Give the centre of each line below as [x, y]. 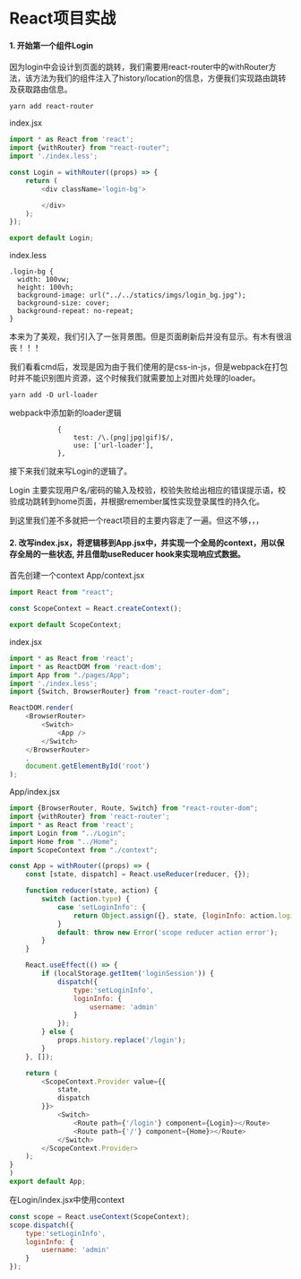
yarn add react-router [52, 107]
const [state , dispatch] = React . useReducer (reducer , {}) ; [138, 874]
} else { [58, 1032]
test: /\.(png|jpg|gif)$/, [124, 438]
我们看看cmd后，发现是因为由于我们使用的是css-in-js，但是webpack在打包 [149, 367]
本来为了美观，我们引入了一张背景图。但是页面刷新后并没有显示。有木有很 [146, 336]
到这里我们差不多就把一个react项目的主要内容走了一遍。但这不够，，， [137, 520]
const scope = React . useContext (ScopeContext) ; [100, 1216]
